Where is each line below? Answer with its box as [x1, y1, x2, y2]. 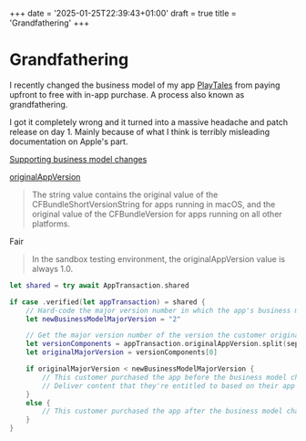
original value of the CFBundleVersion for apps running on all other [31, 208, 282, 219]
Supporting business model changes [9, 153, 148, 164]
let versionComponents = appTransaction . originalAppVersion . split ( [25, 340, 287, 349]
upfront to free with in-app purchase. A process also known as [9, 89, 245, 100]
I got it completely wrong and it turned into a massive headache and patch [9, 116, 289, 127]
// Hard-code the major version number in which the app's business [25, 306, 291, 315]
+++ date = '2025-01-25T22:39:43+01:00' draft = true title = [9, 8, 237, 18]
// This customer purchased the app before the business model [42, 373, 287, 382]
